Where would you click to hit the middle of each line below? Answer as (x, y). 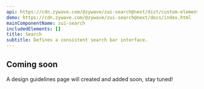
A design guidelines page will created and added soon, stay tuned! (90, 79)
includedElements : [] (34, 29)
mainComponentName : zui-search (46, 23)
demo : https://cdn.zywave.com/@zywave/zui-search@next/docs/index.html (99, 18)
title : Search (24, 35)
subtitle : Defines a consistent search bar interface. (77, 40)
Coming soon (32, 64)
